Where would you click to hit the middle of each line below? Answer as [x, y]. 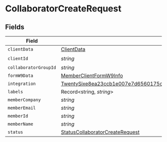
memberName [20, 124]
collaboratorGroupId [32, 68]
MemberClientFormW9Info [92, 76]
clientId [18, 58]
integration [22, 84]
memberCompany [24, 100]
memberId [18, 116]
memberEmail [22, 108]
